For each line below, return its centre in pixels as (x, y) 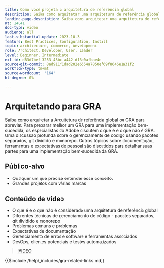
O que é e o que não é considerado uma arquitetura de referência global (85, 210)
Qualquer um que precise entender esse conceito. (62, 178)
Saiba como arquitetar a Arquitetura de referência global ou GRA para (75, 120)
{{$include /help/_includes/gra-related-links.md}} (55, 261)
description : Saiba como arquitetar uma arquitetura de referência (75, 14)
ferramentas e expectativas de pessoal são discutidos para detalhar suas (79, 146)
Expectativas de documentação (44, 231)
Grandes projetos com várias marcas (49, 183)
